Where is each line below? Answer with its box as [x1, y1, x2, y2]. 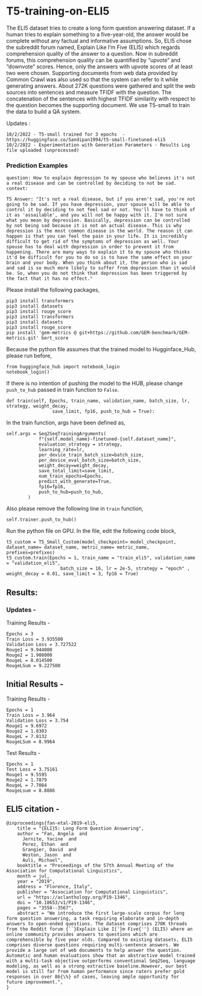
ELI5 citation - [6, 804, 60, 814]
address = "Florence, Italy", [17, 883, 93, 889]
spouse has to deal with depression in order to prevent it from [6, 244, 174, 250]
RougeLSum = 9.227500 [6, 662, 61, 668]
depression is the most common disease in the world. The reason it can [6, 228, 193, 234]
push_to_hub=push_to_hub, [38, 489, 104, 495]
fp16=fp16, [38, 484, 66, 490]
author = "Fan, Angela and [17, 831, 87, 837]
